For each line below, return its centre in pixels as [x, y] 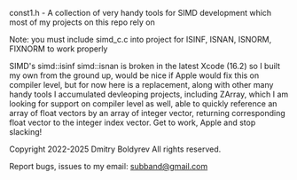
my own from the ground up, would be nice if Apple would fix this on [134, 75]
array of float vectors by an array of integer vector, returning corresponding [147, 113]
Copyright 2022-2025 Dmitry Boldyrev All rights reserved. [115, 149]
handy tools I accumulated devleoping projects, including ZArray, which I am [149, 94]
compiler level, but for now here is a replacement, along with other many [141, 85]
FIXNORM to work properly [59, 49]
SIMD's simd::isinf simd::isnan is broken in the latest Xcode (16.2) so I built [145, 66]
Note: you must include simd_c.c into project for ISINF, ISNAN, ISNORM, [141, 39]
